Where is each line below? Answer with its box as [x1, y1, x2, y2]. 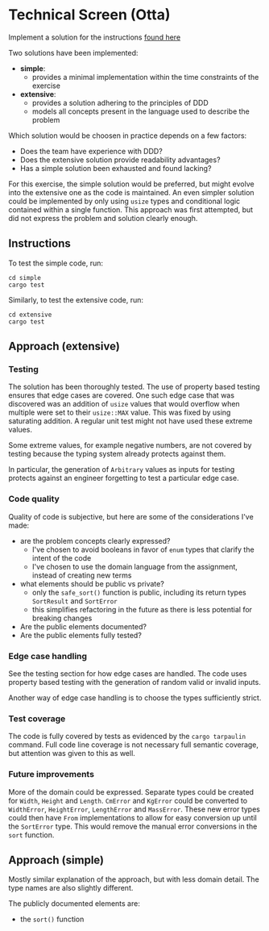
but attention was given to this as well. [8, 749, 135, 758]
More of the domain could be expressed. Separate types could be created [8, 787, 255, 796]
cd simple [8, 273, 42, 282]
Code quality [8, 494, 60, 505]
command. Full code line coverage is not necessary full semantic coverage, [8, 740, 259, 749]
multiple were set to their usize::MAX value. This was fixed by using [8, 407, 231, 417]
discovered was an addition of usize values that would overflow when [8, 399, 240, 409]
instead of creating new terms [31, 570, 132, 580]
